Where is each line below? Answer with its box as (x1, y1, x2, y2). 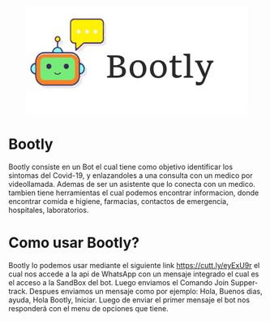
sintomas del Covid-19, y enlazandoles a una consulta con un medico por (8, 170, 253, 180)
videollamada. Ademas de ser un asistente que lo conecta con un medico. (8, 179, 255, 189)
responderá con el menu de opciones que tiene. (8, 303, 169, 313)
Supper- (230, 277, 259, 287)
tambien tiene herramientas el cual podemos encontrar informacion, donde (8, 188, 259, 197)
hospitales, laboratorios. (8, 205, 89, 215)
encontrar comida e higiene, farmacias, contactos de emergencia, (8, 196, 229, 206)
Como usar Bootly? (8, 234, 140, 252)
